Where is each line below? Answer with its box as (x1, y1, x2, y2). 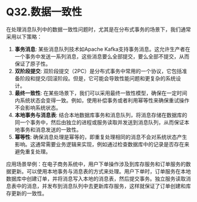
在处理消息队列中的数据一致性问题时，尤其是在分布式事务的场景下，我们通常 (6, 26, 191, 33)
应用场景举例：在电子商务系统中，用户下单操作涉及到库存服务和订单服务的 (6, 160, 186, 167)
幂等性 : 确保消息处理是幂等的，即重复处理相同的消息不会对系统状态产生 (14, 133, 188, 141)
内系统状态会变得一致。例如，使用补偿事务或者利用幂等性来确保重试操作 (14, 97, 189, 104)
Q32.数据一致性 (6, 5, 82, 19)
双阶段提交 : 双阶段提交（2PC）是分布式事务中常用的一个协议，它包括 (14, 67, 182, 74)
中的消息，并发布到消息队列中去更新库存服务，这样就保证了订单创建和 (16, 182, 186, 189)
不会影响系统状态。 (14, 104, 62, 111)
